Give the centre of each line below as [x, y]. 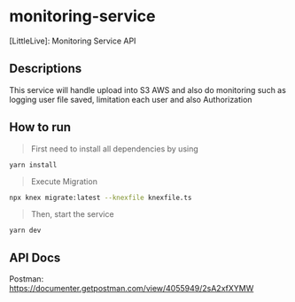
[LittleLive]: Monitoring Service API [73, 41]
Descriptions [46, 69]
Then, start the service [72, 214]
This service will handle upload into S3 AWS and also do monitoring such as [147, 89]
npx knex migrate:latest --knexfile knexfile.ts [101, 197]
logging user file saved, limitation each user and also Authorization [131, 99]
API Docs [35, 257]
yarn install [33, 165]
